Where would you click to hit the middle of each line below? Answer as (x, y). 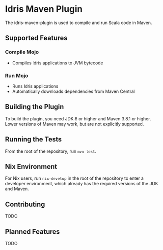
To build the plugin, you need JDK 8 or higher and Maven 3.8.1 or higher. (78, 118)
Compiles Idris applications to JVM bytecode (57, 63)
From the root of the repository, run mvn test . (51, 151)
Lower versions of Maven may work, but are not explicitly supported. (75, 124)
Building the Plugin (35, 107)
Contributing (25, 204)
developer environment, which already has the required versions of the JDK (81, 184)
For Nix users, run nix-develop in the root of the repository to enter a (74, 178)
